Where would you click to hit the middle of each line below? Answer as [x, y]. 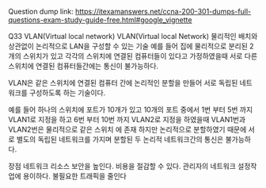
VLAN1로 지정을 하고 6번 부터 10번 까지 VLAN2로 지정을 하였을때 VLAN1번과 [127, 119]
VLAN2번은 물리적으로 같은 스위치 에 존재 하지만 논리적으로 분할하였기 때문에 [127, 129]
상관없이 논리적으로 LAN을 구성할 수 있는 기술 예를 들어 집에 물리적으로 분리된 [128, 46]
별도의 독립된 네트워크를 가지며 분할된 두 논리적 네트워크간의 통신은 [120, 139]
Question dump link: [41, 12]
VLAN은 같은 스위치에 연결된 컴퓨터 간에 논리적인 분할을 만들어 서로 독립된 [123, 83]
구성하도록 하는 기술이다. [67, 93]
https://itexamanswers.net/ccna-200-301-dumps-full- [163, 12]
